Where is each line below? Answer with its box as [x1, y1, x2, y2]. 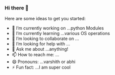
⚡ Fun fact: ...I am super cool [11, 64, 71, 71]
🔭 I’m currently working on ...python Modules [11, 25, 104, 31]
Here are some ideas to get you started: [4, 16, 86, 22]
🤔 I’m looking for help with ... [11, 41, 70, 47]
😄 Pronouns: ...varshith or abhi [11, 59, 75, 65]
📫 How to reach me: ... [11, 52, 59, 58]
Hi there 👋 [4, 4, 29, 11]
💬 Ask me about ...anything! [11, 46, 68, 52]
